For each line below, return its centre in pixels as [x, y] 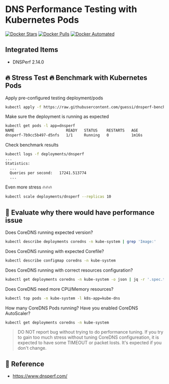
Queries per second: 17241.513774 [48, 173]
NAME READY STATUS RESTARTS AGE [72, 131]
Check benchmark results [32, 145]
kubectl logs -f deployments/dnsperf [45, 154]
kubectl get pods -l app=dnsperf [40, 126]
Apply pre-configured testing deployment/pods [54, 98]
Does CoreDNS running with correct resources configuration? [69, 270]
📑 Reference [25, 364]
